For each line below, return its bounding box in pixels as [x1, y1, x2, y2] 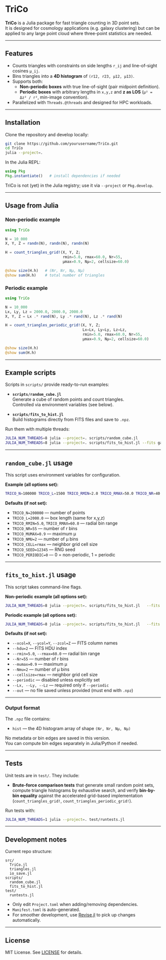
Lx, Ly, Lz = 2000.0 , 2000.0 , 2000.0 [5, 309, 83, 314]
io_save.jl [9, 871, 32, 876]
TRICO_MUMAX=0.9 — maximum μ [12, 531, 77, 536]
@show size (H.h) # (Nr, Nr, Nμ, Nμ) [5, 268, 85, 273]
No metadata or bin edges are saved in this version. [5, 735, 110, 741]
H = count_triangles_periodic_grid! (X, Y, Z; [5, 323, 100, 328]
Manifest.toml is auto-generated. [12, 907, 81, 912]
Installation [5, 118, 41, 127]
